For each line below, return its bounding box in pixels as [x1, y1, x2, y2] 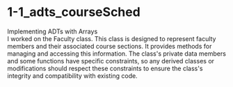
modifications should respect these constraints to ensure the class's [7, 64, 203, 72]
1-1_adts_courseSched [7, 4, 140, 20]
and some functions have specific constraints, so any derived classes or [7, 56, 214, 65]
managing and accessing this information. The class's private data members [7, 49, 226, 58]
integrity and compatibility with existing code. [7, 71, 138, 80]
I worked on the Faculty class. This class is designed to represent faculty [7, 34, 216, 42]
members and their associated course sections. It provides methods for [7, 42, 212, 50]
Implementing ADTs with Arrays [7, 27, 98, 35]
